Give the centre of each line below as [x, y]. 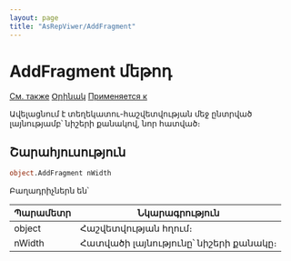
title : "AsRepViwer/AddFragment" [73, 26]
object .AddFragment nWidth [60, 174]
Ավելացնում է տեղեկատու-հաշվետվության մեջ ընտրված [131, 114]
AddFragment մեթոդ [91, 71]
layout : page [34, 18]
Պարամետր [43, 213]
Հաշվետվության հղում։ [136, 228]
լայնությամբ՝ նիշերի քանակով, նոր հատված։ [105, 124]
